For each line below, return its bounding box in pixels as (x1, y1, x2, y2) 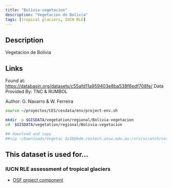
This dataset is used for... (5, 150, 89, 158)
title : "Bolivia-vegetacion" (5, 7, 68, 13)
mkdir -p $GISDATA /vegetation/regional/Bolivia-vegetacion (5, 117, 134, 122)
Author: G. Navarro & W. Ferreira (5, 98, 74, 104)
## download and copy (5, 131, 52, 137)
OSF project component (12, 177, 63, 183)
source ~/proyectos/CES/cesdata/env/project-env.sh (5, 108, 118, 113)
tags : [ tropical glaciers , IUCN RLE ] (5, 17, 86, 22)
